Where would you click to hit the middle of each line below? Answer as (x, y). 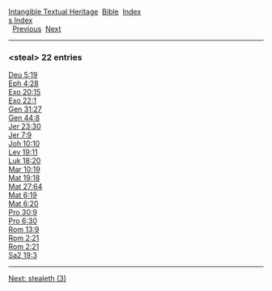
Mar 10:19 (24, 170)
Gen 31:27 (25, 109)
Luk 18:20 (25, 161)
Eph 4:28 (23, 83)
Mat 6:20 (23, 204)
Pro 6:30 (23, 221)
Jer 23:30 (25, 127)
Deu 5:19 (23, 75)
